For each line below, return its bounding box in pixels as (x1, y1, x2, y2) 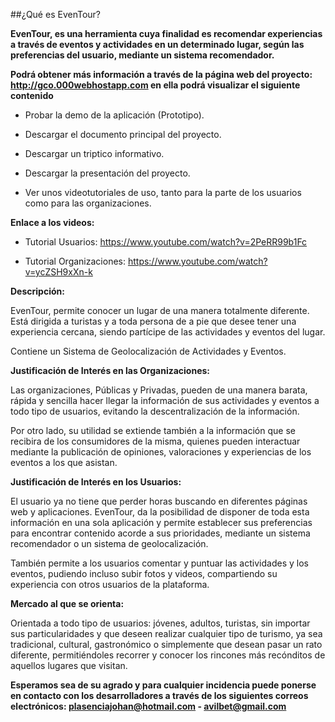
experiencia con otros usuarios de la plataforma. (10, 579, 210, 590)
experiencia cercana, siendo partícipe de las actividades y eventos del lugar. (10, 326, 326, 338)
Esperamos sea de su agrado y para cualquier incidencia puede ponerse (10, 679, 317, 691)
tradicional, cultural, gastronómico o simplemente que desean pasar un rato (10, 639, 323, 650)
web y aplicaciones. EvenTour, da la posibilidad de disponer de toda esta (10, 506, 310, 518)
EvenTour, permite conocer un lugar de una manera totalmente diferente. (10, 305, 310, 316)
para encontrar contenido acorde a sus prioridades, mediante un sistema (10, 527, 311, 539)
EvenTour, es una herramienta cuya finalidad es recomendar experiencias (10, 28, 323, 39)
